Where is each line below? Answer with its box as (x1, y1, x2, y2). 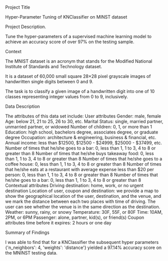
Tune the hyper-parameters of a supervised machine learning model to (5, 34, 152, 39)
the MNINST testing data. (5, 250, 58, 255)
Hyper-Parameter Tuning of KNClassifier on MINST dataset (5, 14, 127, 20)
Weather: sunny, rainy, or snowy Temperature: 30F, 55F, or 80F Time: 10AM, (5, 209, 163, 215)
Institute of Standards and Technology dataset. (5, 64, 102, 69)
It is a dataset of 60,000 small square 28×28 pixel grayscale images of (5, 73, 151, 79)
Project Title (5, 5, 31, 10)
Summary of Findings (5, 229, 50, 235)
